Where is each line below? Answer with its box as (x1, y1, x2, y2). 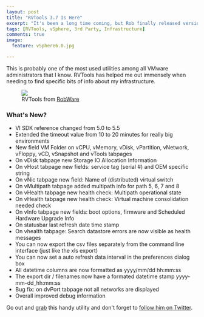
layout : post (6, 9, 39, 15)
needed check (15, 202, 52, 210)
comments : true (6, 32, 45, 38)
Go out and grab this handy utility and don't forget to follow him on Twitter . (6, 304, 193, 312)
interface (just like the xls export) (15, 247, 98, 254)
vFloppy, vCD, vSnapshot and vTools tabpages (15, 150, 132, 158)
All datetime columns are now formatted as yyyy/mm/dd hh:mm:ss (15, 267, 182, 274)
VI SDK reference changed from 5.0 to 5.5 (15, 124, 120, 132)
